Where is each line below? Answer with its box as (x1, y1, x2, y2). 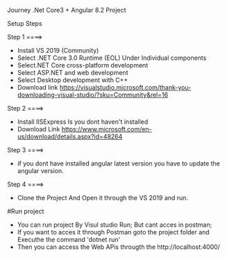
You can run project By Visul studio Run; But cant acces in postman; (17, 220, 212, 229)
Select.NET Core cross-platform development (17, 61, 149, 69)
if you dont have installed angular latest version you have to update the (17, 159, 221, 168)
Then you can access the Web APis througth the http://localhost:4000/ (17, 243, 221, 251)
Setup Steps (7, 19, 43, 27)
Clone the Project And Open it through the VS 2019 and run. (17, 194, 189, 202)
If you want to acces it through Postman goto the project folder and (17, 228, 210, 236)
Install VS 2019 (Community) (17, 47, 99, 54)
